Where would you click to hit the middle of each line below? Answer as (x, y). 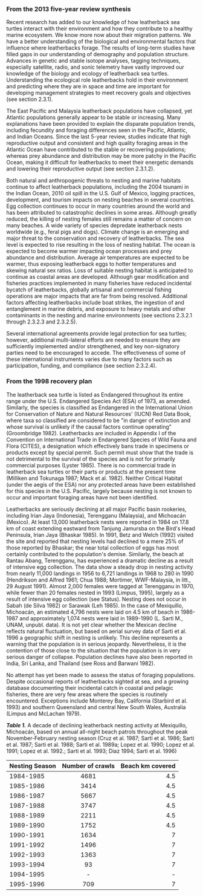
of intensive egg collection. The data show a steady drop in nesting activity (100, 566)
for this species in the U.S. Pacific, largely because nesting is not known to (99, 491)
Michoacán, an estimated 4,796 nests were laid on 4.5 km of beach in (93, 612)
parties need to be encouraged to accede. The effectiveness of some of (96, 353)
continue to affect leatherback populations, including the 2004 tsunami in (98, 187)
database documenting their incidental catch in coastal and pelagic (90, 687)
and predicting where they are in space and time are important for (88, 86)
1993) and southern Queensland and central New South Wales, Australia (96, 707)
